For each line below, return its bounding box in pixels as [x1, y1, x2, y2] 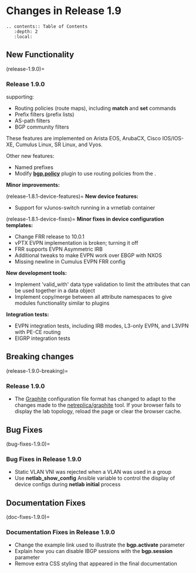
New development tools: [6, 269, 67, 277]
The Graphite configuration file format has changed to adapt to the [14, 395, 176, 403]
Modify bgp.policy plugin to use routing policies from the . [14, 170, 157, 177]
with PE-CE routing [14, 329, 61, 336]
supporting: [6, 93, 34, 100]
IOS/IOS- [162, 135, 184, 142]
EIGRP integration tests [14, 335, 70, 342]
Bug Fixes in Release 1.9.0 [6, 455, 82, 463]
